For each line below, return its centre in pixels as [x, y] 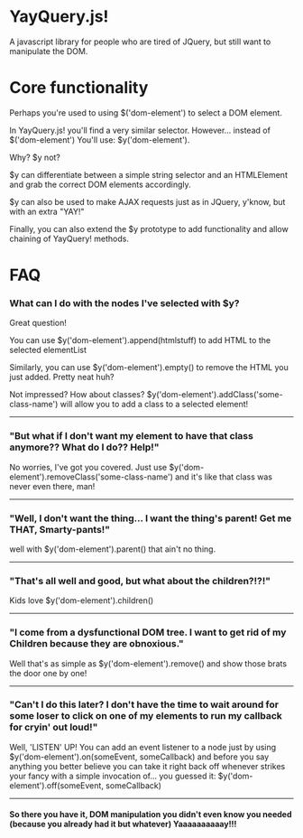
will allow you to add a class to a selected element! [154, 405]
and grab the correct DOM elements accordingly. [100, 184]
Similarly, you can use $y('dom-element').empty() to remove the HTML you [149, 368]
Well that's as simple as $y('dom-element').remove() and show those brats [148, 663]
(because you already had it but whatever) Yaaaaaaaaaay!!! [123, 824]
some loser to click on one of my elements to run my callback [146, 716]
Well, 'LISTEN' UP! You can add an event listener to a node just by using [143, 747]
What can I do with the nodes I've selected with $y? [125, 303]
